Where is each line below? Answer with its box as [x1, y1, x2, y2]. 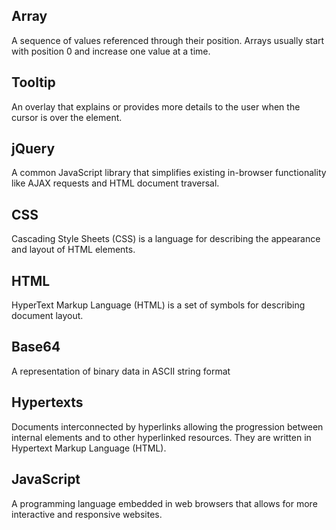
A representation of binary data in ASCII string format [11, 365, 231, 377]
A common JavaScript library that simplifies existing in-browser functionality [11, 167, 327, 179]
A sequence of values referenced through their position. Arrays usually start [11, 34, 325, 46]
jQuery [11, 140, 56, 158]
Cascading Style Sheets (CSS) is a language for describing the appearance [11, 233, 321, 245]
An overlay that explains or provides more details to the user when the [11, 100, 301, 113]
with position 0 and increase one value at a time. [11, 45, 211, 57]
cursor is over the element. [11, 111, 123, 123]
